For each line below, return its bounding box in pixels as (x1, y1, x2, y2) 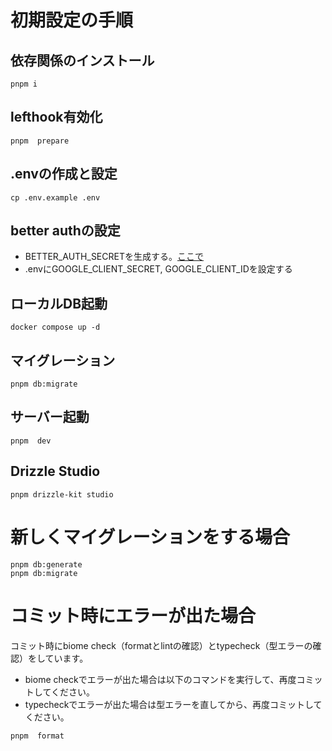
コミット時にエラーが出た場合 (10, 604, 257, 627)
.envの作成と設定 (10, 166, 118, 183)
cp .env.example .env (10, 192, 101, 203)
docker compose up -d (10, 322, 101, 333)
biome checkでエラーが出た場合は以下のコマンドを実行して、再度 (24, 673, 297, 685)
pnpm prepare (10, 136, 70, 146)
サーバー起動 (10, 409, 90, 426)
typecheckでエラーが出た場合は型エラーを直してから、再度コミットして (24, 698, 323, 710)
